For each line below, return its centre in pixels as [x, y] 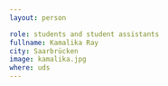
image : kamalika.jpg [48, 60]
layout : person [38, 18]
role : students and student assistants [84, 34]
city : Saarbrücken [44, 51]
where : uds [30, 68]
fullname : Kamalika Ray [54, 43]
